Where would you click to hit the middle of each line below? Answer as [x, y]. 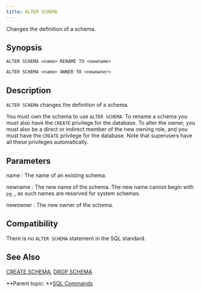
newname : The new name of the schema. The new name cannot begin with [100, 187]
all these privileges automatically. [47, 142]
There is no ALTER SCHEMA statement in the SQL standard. [76, 238]
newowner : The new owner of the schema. [60, 205]
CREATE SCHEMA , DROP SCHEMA [49, 271]
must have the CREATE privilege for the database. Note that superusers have [99, 136]
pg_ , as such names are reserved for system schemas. [73, 193]
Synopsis [24, 48]
